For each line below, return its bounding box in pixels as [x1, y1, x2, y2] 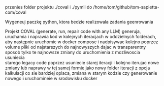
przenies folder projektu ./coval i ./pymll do [5, 4, 92, 10]
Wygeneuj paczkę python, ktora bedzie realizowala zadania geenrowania [5, 19, 154, 25]
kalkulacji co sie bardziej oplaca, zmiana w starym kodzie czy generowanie [5, 70, 158, 76]
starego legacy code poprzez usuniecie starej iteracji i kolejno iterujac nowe [5, 60, 159, 65]
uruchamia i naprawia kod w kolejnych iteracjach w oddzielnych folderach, [5, 34, 157, 39]
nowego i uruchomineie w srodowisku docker [5, 76, 98, 81]
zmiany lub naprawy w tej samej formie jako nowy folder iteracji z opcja [5, 65, 150, 71]
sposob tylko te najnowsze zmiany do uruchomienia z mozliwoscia [5, 49, 140, 55]
